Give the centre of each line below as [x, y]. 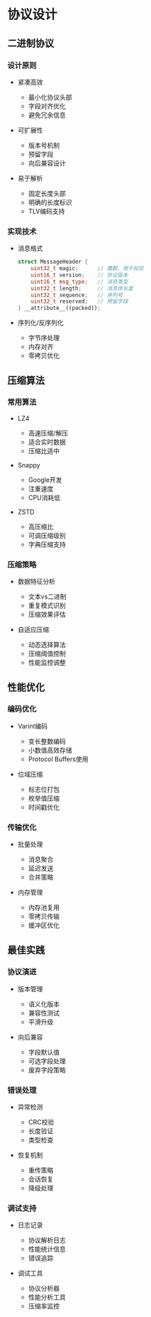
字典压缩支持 [47, 544]
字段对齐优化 [47, 106]
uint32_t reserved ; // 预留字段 [79, 301]
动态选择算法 [47, 645]
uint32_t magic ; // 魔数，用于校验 [87, 269]
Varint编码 [33, 726]
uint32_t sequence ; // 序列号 [77, 295]
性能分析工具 [47, 1297]
